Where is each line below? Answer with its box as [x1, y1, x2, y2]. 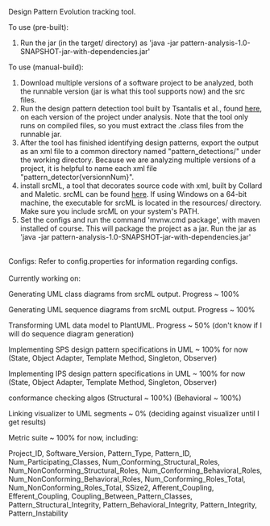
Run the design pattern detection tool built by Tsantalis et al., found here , [19, 104, 262, 113]
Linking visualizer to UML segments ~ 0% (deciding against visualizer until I [8, 409, 260, 418]
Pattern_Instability [8, 508, 69, 518]
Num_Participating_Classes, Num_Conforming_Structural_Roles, [8, 457, 220, 466]
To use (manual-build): [8, 62, 84, 72]
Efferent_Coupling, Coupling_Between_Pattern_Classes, [8, 491, 193, 501]
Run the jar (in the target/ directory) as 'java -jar [19, 38, 179, 48]
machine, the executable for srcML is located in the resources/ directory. [19, 198, 262, 207]
